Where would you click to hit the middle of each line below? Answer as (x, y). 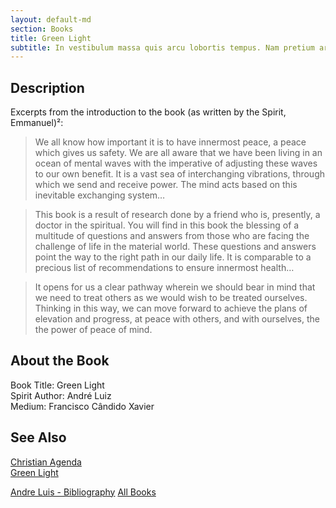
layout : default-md (51, 19)
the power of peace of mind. (93, 330)
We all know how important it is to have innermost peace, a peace (170, 142)
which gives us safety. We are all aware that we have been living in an (178, 153)
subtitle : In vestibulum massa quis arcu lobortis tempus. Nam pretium (162, 47)
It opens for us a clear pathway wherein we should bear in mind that (175, 287)
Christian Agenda (46, 462)
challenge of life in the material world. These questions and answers (175, 247)
